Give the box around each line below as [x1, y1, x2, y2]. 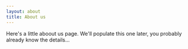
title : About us [6, 14, 46, 20]
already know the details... [6, 36, 70, 43]
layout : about [6, 8, 41, 15]
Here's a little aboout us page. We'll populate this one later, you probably [6, 30, 182, 37]
